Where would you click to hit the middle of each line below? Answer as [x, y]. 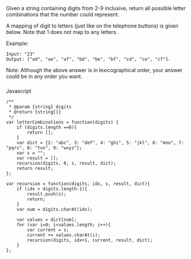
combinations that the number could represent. [63, 14]
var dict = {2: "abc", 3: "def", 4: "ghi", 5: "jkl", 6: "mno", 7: [100, 142]
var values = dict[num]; [47, 219]
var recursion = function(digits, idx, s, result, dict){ [78, 183]
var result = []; [38, 158]
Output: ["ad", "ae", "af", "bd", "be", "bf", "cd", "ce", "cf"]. [88, 59]
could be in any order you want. [44, 76]
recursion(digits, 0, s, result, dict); [66, 163]
